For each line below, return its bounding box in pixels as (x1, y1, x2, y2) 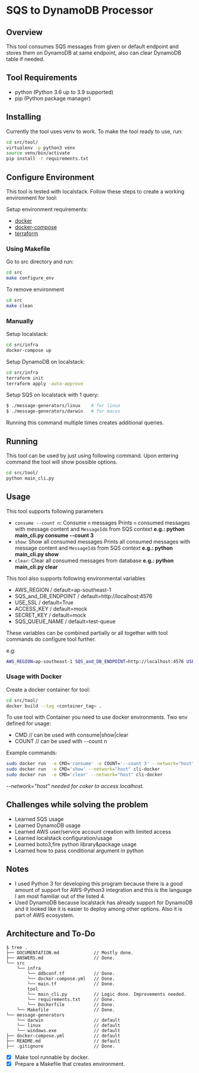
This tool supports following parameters (6, 507, 104, 515)
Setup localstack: (6, 331, 49, 338)
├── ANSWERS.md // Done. (6, 955, 115, 961)
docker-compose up (6, 347, 52, 353)
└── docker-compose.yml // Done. (27, 976, 115, 982)
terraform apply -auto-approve (6, 380, 84, 386)
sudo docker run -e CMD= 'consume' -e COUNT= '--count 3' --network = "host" (6, 761, 195, 767)
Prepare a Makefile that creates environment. (14, 1060, 126, 1067)
